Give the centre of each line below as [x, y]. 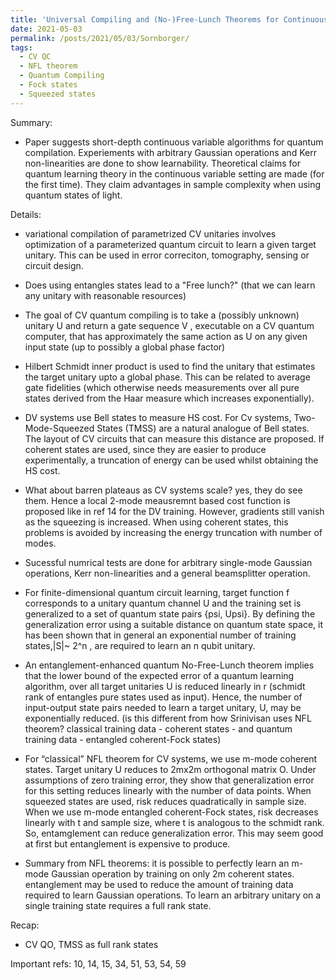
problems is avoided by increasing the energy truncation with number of [173, 532]
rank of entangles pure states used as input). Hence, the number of [163, 697]
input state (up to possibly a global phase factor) [125, 347]
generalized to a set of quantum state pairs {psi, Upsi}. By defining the [170, 613]
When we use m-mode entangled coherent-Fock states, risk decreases [171, 812]
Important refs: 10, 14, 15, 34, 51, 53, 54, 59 [98, 963]
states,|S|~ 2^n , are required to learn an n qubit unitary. [140, 645]
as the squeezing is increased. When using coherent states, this [156, 522]
